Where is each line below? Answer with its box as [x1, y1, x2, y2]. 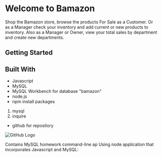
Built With [5, 65, 36, 73]
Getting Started [5, 49, 53, 57]
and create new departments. [5, 35, 64, 40]
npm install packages [12, 99, 55, 105]
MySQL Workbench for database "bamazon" [12, 88, 102, 94]
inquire [12, 113, 26, 119]
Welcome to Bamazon [5, 3, 95, 14]
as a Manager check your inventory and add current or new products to [5, 24, 148, 30]
